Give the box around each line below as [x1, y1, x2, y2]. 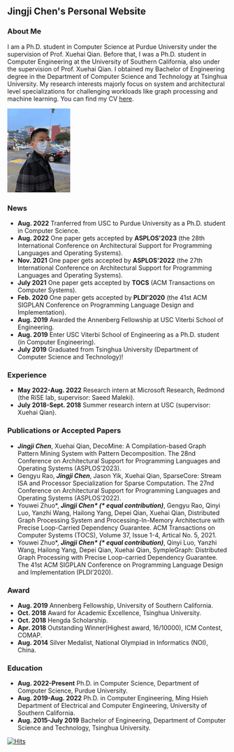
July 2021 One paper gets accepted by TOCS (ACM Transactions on [17, 278, 215, 287]
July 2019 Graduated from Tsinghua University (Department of [17, 345, 199, 354]
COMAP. [17, 630, 43, 639]
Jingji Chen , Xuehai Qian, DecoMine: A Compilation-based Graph [17, 442, 206, 450]
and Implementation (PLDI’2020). [17, 567, 113, 576]
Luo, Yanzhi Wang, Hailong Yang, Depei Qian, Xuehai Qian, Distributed [17, 508, 220, 516]
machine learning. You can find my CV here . [7, 94, 134, 103]
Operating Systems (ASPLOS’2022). [17, 493, 122, 502]
